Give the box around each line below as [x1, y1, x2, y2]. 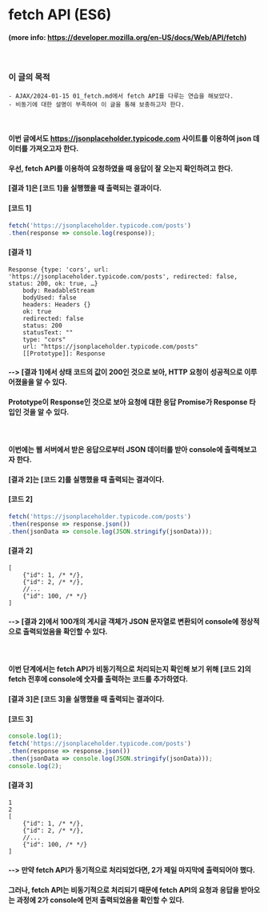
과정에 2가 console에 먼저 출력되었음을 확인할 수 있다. [16, 895, 185, 905]
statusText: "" [22, 328, 74, 337]
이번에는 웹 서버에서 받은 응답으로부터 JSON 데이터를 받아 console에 [8, 445, 223, 454]
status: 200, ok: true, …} [8, 279, 98, 287]
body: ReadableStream [22, 286, 94, 294]
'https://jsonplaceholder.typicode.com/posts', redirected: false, [8, 272, 238, 281]
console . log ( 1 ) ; [8, 732, 62, 741]
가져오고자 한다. [29, 144, 79, 154]
